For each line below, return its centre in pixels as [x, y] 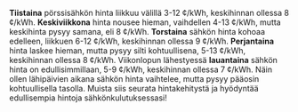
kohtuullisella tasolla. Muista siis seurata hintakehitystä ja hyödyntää [134, 88]
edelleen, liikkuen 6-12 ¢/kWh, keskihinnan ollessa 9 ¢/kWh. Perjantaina [141, 41]
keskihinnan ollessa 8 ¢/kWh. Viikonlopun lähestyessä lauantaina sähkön [144, 60]
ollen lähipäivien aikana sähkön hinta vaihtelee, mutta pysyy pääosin [134, 79]
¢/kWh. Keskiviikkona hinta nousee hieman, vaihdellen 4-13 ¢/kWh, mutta [145, 22]
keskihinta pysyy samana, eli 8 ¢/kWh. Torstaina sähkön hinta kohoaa [137, 32]
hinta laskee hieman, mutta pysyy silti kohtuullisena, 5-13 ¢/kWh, [128, 51]
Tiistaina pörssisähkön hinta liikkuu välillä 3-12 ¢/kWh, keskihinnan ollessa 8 [149, 13]
